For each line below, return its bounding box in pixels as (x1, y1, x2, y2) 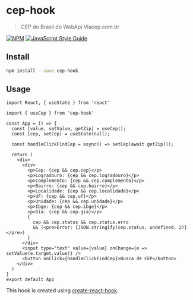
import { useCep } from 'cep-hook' (6, 110, 94, 116)
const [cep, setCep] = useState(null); (11, 131, 110, 137)
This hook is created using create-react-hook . (6, 287, 119, 294)
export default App (6, 277, 55, 283)
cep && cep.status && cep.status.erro (32, 219, 129, 226)
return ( (11, 152, 33, 158)
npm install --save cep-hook (6, 68, 78, 74)
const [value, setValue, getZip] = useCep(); (11, 126, 126, 132)
